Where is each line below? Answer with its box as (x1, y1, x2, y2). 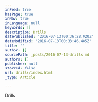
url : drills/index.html (5, 70, 53, 75)
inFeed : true (5, 7, 31, 12)
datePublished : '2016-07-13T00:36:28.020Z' (5, 34, 94, 39)
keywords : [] (5, 25, 31, 30)
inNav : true (5, 16, 29, 21)
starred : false (5, 66, 36, 71)
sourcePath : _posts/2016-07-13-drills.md (5, 52, 90, 57)
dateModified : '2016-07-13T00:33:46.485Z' (5, 39, 92, 44)
